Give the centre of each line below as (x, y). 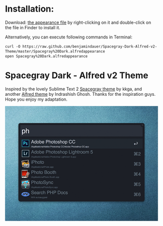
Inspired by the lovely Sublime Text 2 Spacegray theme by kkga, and (73, 89)
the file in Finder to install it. (33, 27)
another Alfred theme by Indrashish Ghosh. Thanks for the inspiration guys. (81, 94)
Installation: (30, 9)
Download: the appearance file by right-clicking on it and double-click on (78, 22)
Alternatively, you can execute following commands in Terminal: (69, 37)
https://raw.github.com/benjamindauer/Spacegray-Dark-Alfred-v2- (90, 46)
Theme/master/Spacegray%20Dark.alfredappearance (55, 51)
